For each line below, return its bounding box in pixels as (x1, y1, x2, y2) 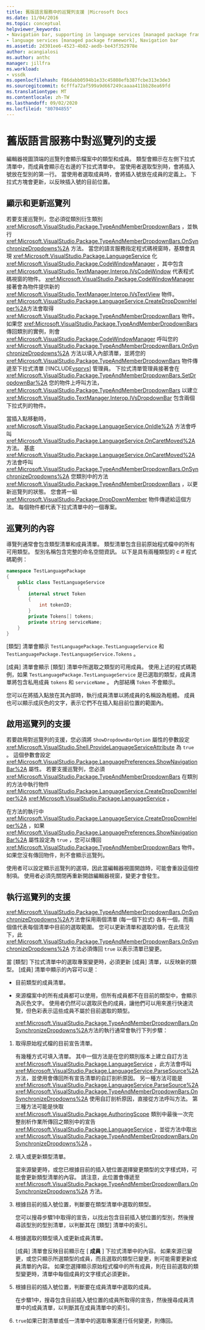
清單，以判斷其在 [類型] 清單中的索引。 (52, 1222, 151, 1229)
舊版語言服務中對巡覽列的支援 (6, 134, 157, 148)
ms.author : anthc (6, 54, 51, 61)
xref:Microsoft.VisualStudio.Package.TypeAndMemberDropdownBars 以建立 (6, 387, 198, 394)
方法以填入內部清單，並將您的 (70, 349, 146, 357)
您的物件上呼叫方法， (48, 379, 103, 386)
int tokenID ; (38, 602, 72, 608)
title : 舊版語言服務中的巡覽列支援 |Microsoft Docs (6, 9, 129, 15)
